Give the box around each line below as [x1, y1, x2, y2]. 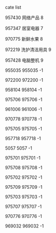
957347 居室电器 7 [5, 25, 44, 31]
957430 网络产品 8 [5, 15, 44, 21]
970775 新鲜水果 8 [5, 36, 43, 42]
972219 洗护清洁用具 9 [5, 47, 52, 52]
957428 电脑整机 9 [5, 57, 44, 63]
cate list [5, 5, 21, 10]
